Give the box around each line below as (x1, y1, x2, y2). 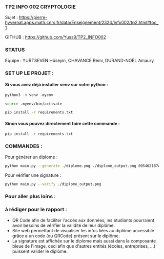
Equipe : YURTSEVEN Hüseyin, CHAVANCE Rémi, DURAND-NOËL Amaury (5, 57, 154, 63)
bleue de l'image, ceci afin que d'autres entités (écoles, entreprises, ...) (12, 243, 156, 249)
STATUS (5, 46, 25, 53)
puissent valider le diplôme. (12, 248, 68, 254)
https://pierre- (19, 15, 48, 20)
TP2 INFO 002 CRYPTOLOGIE (5, 3, 76, 10)
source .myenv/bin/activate (5, 101, 62, 106)
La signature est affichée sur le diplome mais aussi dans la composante (12, 238, 156, 244)
